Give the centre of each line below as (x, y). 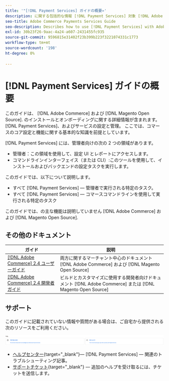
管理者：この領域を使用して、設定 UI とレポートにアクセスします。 (81, 154)
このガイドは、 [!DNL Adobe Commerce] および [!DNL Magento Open (77, 113)
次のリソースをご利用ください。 (38, 327)
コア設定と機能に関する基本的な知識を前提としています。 (73, 132)
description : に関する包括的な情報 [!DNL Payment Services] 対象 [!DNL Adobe (84, 16)
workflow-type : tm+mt (28, 43)
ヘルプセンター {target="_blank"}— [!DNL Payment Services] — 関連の (85, 354)
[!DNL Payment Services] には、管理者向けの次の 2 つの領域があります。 (80, 143)
